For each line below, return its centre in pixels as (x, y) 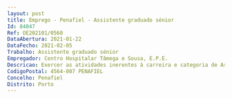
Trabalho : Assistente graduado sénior (63, 52)
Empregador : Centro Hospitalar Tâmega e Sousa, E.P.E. (88, 59)
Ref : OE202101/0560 (35, 33)
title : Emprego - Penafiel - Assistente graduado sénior (91, 20)
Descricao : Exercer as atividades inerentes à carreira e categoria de (112, 65)
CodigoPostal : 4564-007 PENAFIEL (55, 71)
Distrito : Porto (30, 84)
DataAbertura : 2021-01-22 (44, 39)
